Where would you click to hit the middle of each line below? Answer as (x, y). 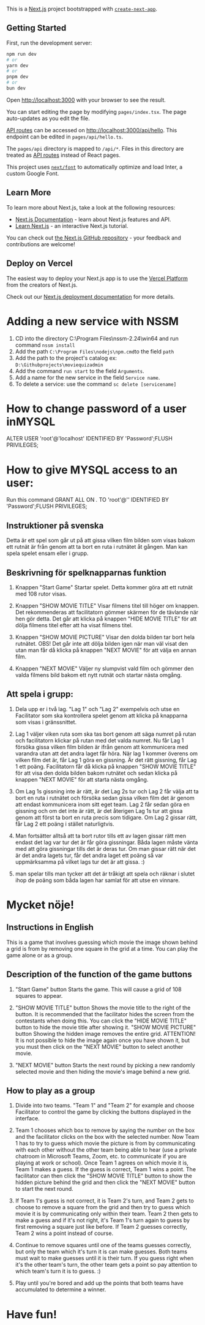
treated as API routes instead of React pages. (63, 155)
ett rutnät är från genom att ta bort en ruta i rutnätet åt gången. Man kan (97, 547)
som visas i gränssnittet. (46, 722)
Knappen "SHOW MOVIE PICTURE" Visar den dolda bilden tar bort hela (105, 637)
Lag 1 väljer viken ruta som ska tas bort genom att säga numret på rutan (106, 734)
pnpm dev (17, 77)
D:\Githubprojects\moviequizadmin (59, 365)
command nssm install (45, 345)
